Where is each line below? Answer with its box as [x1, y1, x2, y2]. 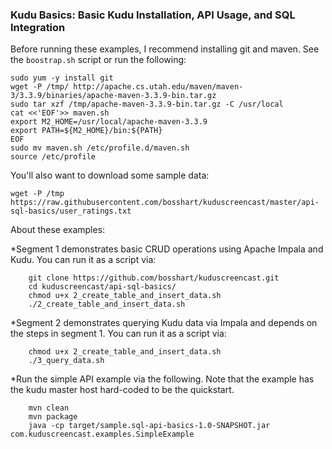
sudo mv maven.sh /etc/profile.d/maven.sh [10, 143, 190, 153]
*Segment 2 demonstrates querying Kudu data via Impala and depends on [10, 317, 318, 329]
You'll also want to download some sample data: [10, 169, 210, 182]
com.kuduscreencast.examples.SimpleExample [10, 429, 195, 440]
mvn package [28, 412, 78, 422]
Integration [10, 20, 66, 34]
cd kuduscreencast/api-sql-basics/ [28, 282, 177, 292]
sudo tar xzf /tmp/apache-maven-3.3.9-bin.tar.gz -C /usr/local [10, 99, 284, 110]
